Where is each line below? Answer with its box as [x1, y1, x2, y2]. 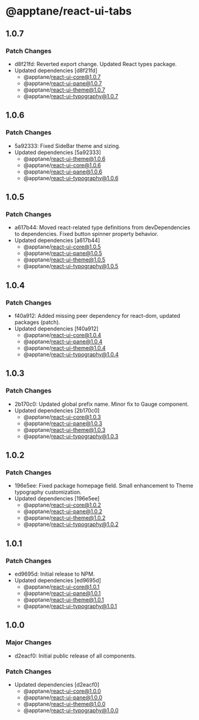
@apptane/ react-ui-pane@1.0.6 [23, 168, 102, 175]
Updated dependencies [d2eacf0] [14, 681, 100, 688]
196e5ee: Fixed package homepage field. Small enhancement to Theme [14, 482, 194, 490]
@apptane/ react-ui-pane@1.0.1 [23, 590, 101, 597]
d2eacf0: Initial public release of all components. [14, 652, 137, 659]
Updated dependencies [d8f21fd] [14, 67, 98, 74]
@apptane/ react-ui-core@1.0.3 [23, 413, 101, 420]
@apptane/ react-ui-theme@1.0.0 [23, 700, 106, 707]
